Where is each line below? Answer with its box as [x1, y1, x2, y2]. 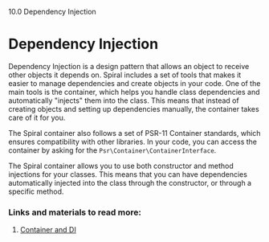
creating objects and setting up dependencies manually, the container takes [8, 104, 259, 113]
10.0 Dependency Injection [8, 7, 96, 16]
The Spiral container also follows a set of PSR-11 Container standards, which [8, 128, 261, 137]
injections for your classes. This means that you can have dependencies [8, 169, 247, 179]
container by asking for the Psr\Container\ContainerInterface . [8, 145, 217, 155]
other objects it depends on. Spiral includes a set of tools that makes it [8, 70, 242, 80]
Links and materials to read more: [8, 207, 142, 218]
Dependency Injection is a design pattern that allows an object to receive [8, 61, 250, 71]
